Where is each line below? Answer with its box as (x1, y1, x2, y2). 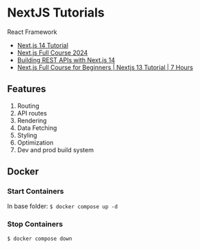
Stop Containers (7, 219, 63, 229)
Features (7, 83, 46, 95)
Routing (17, 102, 40, 110)
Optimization (17, 138, 54, 147)
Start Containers (7, 187, 64, 196)
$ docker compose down (7, 235, 72, 242)
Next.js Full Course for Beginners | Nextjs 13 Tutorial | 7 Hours (17, 63, 193, 71)
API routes (17, 109, 47, 117)
